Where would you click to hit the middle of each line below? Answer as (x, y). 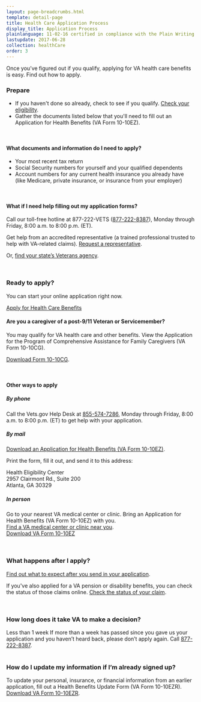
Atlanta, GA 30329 (29, 485)
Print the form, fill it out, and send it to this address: (70, 461)
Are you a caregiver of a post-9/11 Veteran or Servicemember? (85, 321)
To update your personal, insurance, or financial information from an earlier (99, 680)
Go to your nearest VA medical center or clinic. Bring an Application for (94, 514)
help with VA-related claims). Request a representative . (74, 244)
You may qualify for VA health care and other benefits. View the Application (100, 334)
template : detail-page (34, 17)
